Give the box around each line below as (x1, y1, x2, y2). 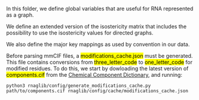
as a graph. (6, 11, 34, 18)
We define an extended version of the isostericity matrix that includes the (6, 23, 187, 30)
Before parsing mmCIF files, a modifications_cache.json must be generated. (6, 52, 193, 59)
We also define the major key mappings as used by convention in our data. (6, 41, 190, 48)
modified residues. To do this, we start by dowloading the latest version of (6, 65, 189, 72)
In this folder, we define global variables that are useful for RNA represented (6, 5, 194, 12)
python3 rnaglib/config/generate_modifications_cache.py (6, 83, 151, 89)
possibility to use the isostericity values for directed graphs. (6, 29, 154, 36)
